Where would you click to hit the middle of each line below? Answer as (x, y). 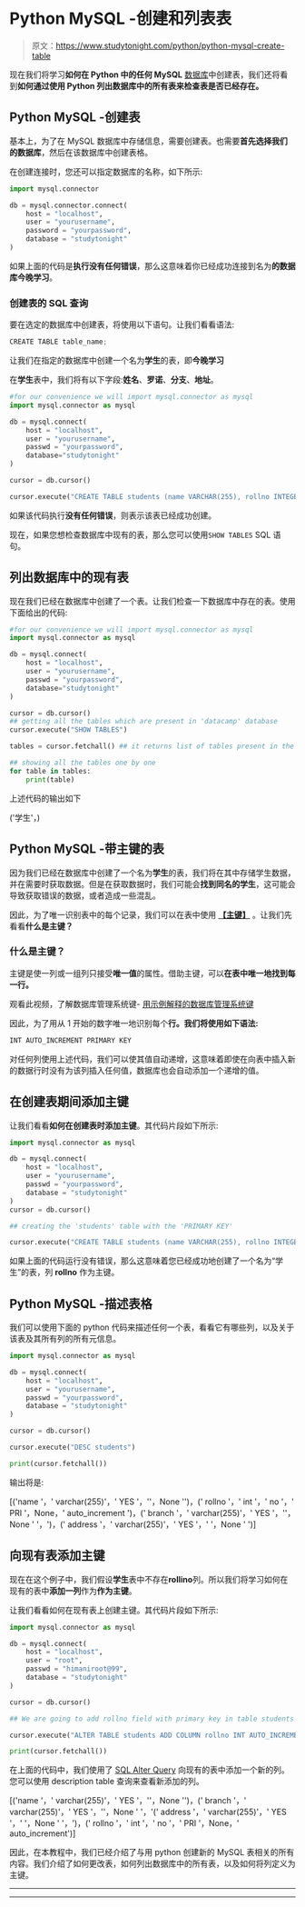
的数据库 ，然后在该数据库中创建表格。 (81, 152)
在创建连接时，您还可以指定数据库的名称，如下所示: (106, 171)
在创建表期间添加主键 (69, 1102)
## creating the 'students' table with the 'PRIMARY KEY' (121, 1226)
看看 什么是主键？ (41, 926)
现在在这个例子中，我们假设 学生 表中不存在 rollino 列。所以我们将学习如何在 (149, 1579)
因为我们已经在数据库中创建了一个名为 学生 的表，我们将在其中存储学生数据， (152, 873)
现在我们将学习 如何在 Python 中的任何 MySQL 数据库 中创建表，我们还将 (145, 75)
